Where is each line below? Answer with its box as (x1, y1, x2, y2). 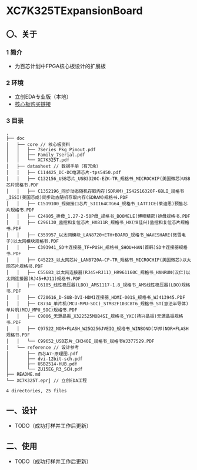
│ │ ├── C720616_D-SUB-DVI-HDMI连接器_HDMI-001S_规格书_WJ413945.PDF (6, 295, 185, 301)
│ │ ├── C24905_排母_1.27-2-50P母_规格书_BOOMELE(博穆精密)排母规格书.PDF (6, 214, 191, 219)
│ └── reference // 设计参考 (6, 345, 79, 351)
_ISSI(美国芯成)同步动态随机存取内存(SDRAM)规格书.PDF (6, 195, 128, 201)
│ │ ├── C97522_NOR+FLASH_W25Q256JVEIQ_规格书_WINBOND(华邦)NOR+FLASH (6, 326, 189, 332)
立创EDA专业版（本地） (14, 93, 72, 101)
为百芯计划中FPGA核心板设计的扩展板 (14, 62, 106, 69)
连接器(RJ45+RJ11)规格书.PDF (14, 276, 81, 282)
